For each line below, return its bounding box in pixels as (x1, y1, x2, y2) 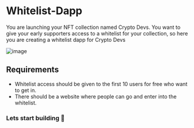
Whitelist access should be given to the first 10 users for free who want (14, 80, 188, 87)
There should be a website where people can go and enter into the (14, 93, 177, 100)
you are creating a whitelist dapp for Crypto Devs (6, 36, 126, 43)
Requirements (6, 65, 59, 75)
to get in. (14, 87, 37, 94)
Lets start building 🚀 (6, 114, 65, 122)
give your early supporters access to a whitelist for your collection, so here (6, 29, 188, 37)
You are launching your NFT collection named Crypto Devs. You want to (6, 24, 181, 31)
